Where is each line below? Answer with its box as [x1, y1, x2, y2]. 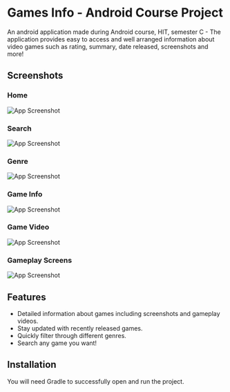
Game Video [7, 223, 50, 232]
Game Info [7, 189, 43, 199]
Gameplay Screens [7, 255, 73, 265]
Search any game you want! [17, 339, 97, 347]
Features [7, 291, 46, 303]
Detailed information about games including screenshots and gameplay [17, 309, 220, 317]
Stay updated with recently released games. [17, 324, 143, 333]
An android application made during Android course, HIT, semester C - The [7, 28, 221, 36]
